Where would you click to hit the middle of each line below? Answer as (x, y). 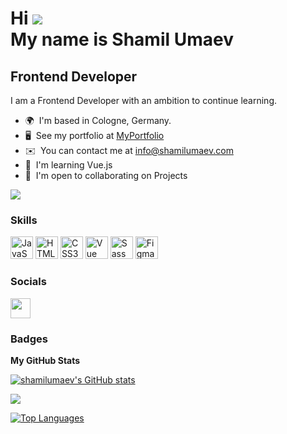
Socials (28, 282)
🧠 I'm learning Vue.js (68, 165)
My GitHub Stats (45, 360)
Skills (24, 220)
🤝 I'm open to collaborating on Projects (106, 175)
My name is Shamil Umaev (122, 39)
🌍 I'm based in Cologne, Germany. (98, 120)
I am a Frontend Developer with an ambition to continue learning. (144, 100)
